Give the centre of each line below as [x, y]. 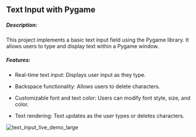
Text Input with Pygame [51, 10]
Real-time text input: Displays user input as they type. [80, 75]
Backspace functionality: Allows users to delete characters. [87, 86]
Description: [22, 25]
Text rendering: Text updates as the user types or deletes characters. [99, 116]
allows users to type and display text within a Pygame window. [83, 46]
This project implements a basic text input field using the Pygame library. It [97, 40]
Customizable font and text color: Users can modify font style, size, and [102, 98]
